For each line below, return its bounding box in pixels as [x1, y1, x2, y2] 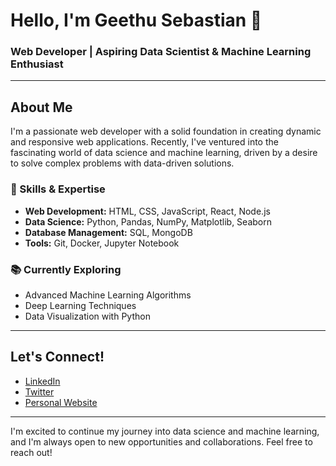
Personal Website [24, 396, 98, 408]
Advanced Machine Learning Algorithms [24, 289, 192, 301]
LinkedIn [24, 375, 61, 387]
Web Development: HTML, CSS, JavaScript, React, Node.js [24, 205, 271, 217]
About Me [10, 99, 73, 116]
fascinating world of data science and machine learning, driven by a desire [10, 147, 318, 159]
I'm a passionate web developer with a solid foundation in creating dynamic [10, 125, 322, 138]
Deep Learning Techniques [24, 299, 137, 311]
